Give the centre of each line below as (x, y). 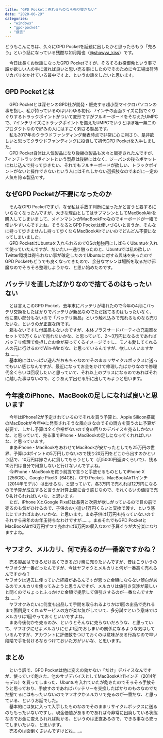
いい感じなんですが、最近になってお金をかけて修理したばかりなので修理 (85, 367)
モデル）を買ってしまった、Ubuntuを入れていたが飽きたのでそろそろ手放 (78, 682)
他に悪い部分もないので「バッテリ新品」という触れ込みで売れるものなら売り (81, 318)
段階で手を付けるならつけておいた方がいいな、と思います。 (64, 641)
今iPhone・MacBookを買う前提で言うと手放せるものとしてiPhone (75, 472)
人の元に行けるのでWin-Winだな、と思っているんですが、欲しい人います (77, 348)
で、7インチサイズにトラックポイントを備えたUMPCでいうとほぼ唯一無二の (81, 122)
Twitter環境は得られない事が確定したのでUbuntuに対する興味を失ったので (79, 255)
